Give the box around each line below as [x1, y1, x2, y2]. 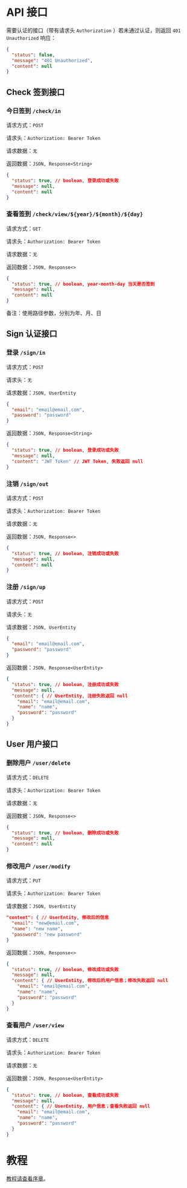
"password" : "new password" [11, 931, 83, 937]
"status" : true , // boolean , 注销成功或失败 [11, 550, 119, 556]
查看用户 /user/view [6, 1021, 65, 1030]
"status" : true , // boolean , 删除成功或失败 [11, 830, 119, 836]
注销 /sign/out [6, 480, 49, 488]
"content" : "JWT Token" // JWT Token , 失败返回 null [11, 458, 144, 464]
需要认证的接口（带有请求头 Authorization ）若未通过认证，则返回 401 [6, 27, 181, 34]
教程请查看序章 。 [6, 1175, 49, 1182]
